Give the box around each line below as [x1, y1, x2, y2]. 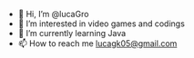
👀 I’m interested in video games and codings [17, 18, 185, 29]
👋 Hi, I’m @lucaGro [17, 9, 89, 19]
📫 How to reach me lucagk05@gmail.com [17, 38, 178, 49]
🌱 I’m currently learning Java [17, 28, 127, 38]
